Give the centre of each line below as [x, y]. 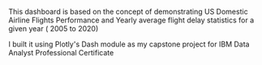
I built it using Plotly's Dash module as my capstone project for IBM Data [129, 44]
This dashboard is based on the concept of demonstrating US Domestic [129, 12]
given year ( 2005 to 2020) [54, 28]
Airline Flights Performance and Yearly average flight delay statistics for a [131, 20]
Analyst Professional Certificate [61, 53]
